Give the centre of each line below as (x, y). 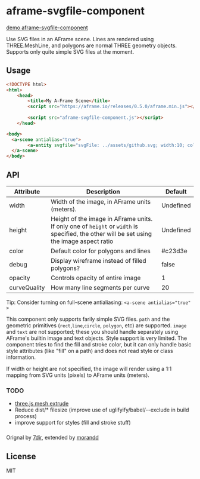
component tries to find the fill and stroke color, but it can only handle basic (99, 344)
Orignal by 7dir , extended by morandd (53, 438)
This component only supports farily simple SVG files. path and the (88, 319)
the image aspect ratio (82, 241)
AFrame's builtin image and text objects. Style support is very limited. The (97, 338)
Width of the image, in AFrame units (100, 201)
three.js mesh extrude (42, 404)
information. (21, 357)
